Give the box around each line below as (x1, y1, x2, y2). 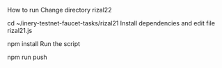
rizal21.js (7, 27, 33, 34)
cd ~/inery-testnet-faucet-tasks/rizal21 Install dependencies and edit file (7, 19, 216, 27)
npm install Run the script (7, 40, 81, 47)
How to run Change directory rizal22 (7, 6, 112, 14)
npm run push (7, 53, 47, 61)
